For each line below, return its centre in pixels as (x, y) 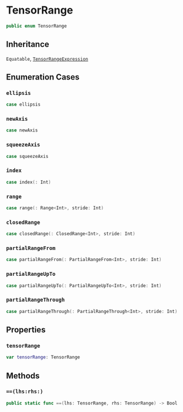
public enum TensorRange (36, 26)
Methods (23, 376)
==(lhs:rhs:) (25, 392)
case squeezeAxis (27, 156)
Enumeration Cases (43, 77)
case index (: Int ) (29, 182)
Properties (26, 330)
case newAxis (22, 130)
